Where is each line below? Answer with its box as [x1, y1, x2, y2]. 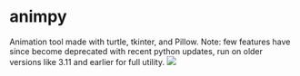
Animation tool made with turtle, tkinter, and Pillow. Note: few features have [9, 36, 291, 47]
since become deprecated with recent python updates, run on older [9, 45, 264, 56]
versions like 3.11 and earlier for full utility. [9, 56, 165, 67]
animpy [9, 6, 67, 27]
